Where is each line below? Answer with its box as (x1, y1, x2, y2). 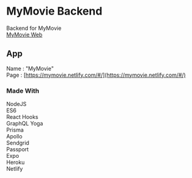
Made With (6, 87, 39, 95)
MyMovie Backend (6, 4, 103, 18)
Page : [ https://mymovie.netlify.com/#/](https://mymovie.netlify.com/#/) (6, 71, 187, 79)
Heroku (6, 158, 25, 166)
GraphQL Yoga (6, 120, 44, 127)
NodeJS (6, 101, 27, 108)
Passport (6, 146, 29, 153)
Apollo (6, 133, 22, 140)
